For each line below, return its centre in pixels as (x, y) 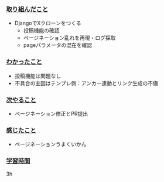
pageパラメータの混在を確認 (58, 45)
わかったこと (24, 62)
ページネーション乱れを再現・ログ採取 (69, 38)
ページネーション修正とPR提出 (51, 113)
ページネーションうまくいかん (50, 144)
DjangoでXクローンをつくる (48, 23)
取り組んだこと (27, 9)
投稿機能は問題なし (38, 76)
